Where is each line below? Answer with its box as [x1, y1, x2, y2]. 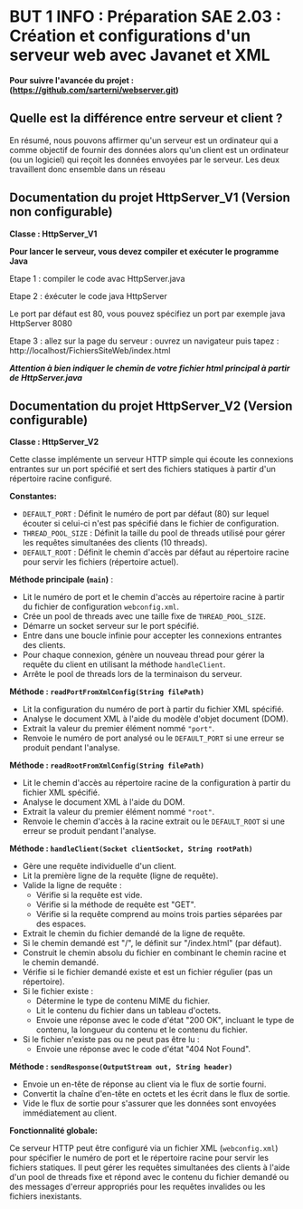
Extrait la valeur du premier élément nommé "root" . [22, 807, 215, 817]
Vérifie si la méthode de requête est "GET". [35, 899, 196, 910]
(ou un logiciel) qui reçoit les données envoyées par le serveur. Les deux [9, 154, 280, 165]
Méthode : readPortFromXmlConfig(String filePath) [9, 686, 205, 697]
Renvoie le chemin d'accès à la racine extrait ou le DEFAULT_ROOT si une [22, 816, 285, 827]
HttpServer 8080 [9, 317, 72, 328]
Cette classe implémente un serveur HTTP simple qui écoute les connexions [9, 454, 294, 465]
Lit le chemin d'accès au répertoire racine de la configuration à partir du [22, 778, 291, 788]
